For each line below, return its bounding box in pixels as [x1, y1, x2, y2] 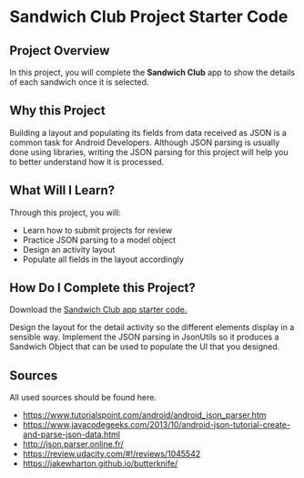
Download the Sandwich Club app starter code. [9, 304, 187, 316]
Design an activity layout [22, 244, 116, 255]
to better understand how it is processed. [9, 156, 165, 167]
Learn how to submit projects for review [22, 224, 173, 235]
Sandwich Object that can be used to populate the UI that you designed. [9, 341, 280, 352]
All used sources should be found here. [9, 392, 157, 403]
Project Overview [9, 43, 110, 58]
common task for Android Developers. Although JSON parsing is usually [9, 137, 280, 148]
